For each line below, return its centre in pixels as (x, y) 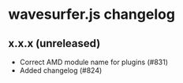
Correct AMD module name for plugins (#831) (93, 62)
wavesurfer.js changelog (92, 14)
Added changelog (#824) (61, 70)
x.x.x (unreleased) (54, 43)
